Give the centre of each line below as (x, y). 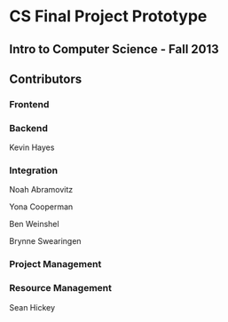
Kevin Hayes (32, 147)
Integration (34, 170)
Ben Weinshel (34, 224)
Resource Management (61, 288)
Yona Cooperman (41, 207)
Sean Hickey (32, 307)
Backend (29, 128)
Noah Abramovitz (41, 190)
